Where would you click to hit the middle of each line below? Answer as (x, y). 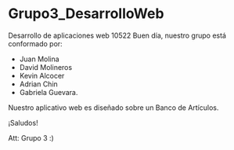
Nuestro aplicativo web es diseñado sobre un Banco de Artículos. (113, 108)
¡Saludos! (23, 123)
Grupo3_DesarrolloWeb (86, 14)
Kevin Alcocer (42, 75)
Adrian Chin (39, 84)
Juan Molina (40, 59)
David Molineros (46, 67)
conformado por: (35, 43)
